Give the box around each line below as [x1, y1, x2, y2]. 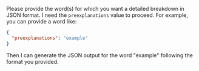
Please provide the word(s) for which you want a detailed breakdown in [6, 5, 185, 12]
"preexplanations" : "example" [12, 35, 88, 41]
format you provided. [6, 58, 59, 65]
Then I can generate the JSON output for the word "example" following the [6, 51, 193, 59]
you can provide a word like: [6, 18, 77, 25]
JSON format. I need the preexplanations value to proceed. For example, [6, 11, 188, 19]
